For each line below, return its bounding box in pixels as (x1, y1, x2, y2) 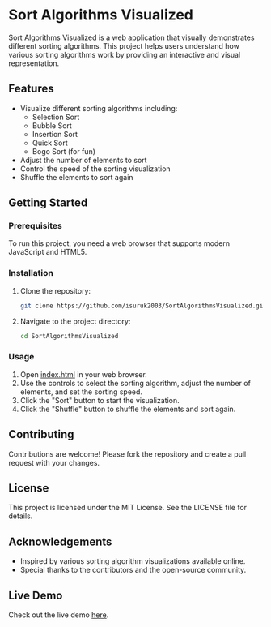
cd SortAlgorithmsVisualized (19, 332, 119, 340)
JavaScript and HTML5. (8, 247, 87, 257)
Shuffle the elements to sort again (19, 172, 133, 182)
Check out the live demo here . (8, 610, 109, 620)
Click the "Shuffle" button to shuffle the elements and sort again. (19, 404, 236, 414)
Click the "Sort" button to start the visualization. (19, 395, 180, 405)
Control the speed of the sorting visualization (19, 164, 171, 174)
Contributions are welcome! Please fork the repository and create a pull (8, 449, 247, 459)
